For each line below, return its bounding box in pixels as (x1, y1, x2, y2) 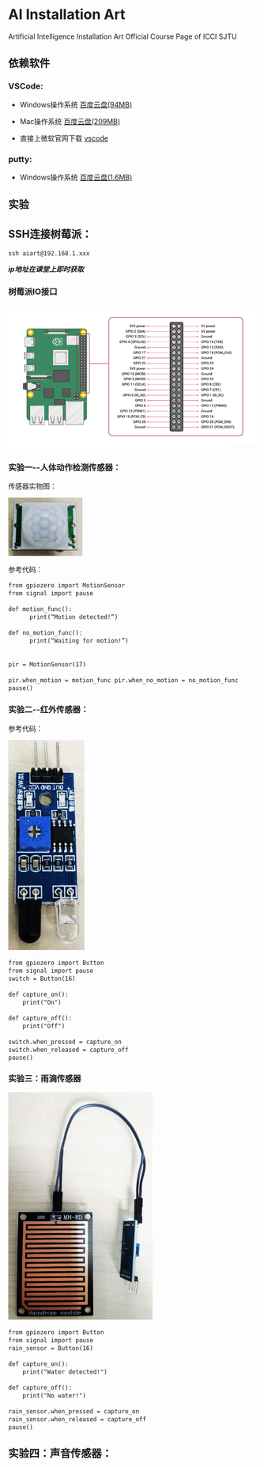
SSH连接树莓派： (8, 227, 92, 240)
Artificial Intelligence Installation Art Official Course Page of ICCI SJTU (8, 32, 237, 41)
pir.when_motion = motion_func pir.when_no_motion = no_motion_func (8, 677, 239, 684)
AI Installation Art (8, 6, 126, 24)
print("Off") (22, 1022, 66, 1030)
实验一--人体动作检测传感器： (8, 462, 121, 473)
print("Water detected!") (22, 1367, 108, 1376)
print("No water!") (22, 1391, 87, 1400)
